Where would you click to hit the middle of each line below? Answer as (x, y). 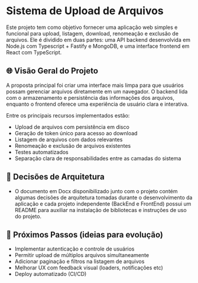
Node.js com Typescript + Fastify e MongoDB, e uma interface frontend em (98, 46)
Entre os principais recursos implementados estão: (68, 115)
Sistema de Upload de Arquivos (85, 11)
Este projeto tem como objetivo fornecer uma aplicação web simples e (92, 27)
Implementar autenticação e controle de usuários (74, 249)
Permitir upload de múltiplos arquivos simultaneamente (82, 255)
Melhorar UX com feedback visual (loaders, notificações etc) (89, 268)
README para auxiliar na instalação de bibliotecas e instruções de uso (101, 210)
